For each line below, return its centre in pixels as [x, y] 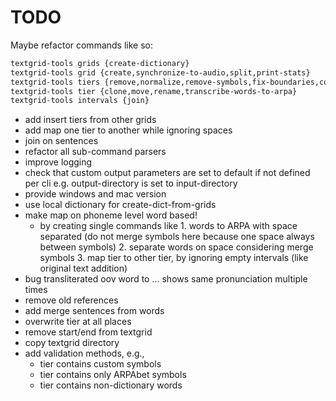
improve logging [58, 162]
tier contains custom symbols [100, 364]
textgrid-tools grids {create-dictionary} [100, 63]
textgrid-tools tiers [55, 82]
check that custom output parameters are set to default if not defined [167, 173]
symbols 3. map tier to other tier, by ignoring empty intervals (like [174, 258]
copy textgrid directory [72, 343]
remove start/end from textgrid [88, 332]
